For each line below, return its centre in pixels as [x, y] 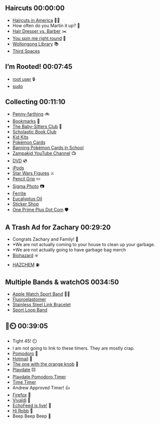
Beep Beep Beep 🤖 [32, 416]
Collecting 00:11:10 [35, 102]
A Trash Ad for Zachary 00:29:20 [58, 227]
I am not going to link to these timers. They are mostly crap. [74, 348]
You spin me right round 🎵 [39, 38]
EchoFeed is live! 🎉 [32, 405]
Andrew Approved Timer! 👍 [41, 388]
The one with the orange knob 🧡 [45, 364]
